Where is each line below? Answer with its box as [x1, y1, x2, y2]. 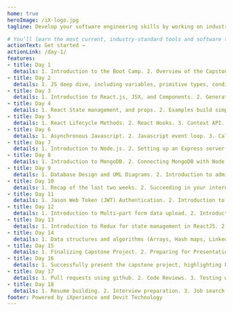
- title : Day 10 [7, 178, 54, 185]
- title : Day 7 [7, 139, 51, 146]
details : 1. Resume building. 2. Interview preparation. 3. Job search [13, 287, 225, 294]
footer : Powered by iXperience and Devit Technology [7, 294, 163, 301]
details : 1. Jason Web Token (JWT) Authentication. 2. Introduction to [13, 197, 225, 204]
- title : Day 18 [7, 280, 54, 288]
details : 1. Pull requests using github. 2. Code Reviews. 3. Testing [13, 274, 222, 281]
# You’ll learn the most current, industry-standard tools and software [7, 35, 222, 42]
